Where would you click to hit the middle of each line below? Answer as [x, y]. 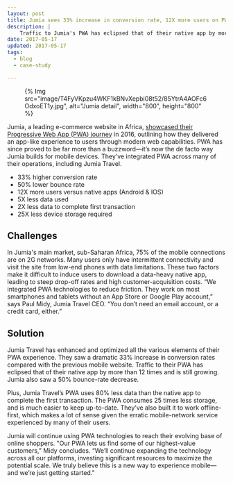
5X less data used [43, 199]
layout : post [26, 14]
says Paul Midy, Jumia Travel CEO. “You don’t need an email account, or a [113, 304]
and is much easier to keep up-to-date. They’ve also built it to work [103, 408]
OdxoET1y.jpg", [46, 106]
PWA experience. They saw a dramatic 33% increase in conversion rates [111, 358]
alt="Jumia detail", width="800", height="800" [135, 106]
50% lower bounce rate [51, 184]
